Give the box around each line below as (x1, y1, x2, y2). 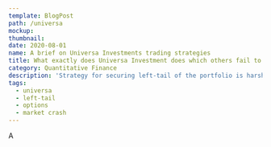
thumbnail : (8, 34, 45, 43)
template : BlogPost (8, 11, 74, 20)
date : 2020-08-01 (8, 42, 67, 50)
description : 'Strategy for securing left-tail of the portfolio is (8, 71, 244, 80)
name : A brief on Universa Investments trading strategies (8, 49, 211, 57)
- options (15, 101, 48, 109)
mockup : (8, 27, 35, 35)
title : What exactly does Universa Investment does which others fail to (8, 57, 262, 65)
